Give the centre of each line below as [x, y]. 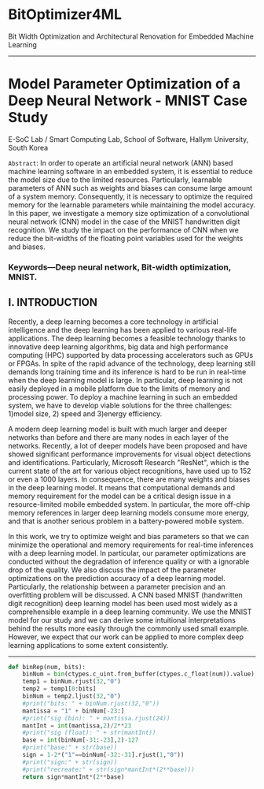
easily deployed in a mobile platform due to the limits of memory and [119, 389]
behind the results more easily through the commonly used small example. [128, 628]
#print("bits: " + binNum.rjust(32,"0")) [91, 703]
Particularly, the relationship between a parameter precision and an [117, 586]
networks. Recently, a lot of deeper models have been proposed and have [128, 445]
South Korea [28, 147]
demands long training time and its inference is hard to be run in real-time [127, 371]
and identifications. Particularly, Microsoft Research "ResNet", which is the [129, 462]
